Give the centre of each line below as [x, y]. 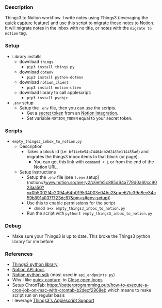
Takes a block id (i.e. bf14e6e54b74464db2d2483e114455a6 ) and [88, 151]
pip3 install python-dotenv [55, 77]
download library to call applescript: [55, 92]
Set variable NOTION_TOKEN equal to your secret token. [79, 118]
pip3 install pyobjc [47, 98]
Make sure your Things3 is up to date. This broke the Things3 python [81, 236]
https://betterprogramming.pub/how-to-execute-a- [98, 285]
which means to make [129, 290]
